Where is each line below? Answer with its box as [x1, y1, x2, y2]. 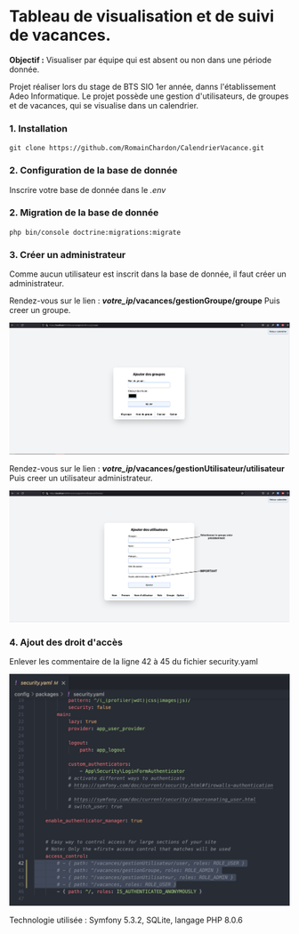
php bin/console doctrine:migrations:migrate [9, 228, 181, 237]
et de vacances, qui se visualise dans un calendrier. [9, 100, 198, 110]
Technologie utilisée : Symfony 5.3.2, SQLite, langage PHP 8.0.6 [9, 914, 243, 925]
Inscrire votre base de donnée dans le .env [9, 184, 166, 195]
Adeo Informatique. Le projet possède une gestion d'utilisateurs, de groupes [9, 91, 289, 101]
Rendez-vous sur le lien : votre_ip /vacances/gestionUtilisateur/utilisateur [9, 463, 285, 474]
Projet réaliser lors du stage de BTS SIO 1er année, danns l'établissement [9, 81, 277, 92]
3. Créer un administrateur [9, 248, 126, 261]
